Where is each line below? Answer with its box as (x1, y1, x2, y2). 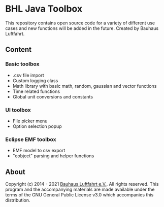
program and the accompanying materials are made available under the (5, 186, 155, 193)
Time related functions (12, 88, 60, 94)
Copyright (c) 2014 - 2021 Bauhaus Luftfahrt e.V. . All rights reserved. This (5, 181, 159, 187)
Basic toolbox (5, 60, 40, 67)
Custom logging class (12, 77, 58, 84)
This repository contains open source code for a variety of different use (5, 20, 155, 26)
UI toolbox (5, 106, 31, 113)
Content (5, 45, 32, 54)
